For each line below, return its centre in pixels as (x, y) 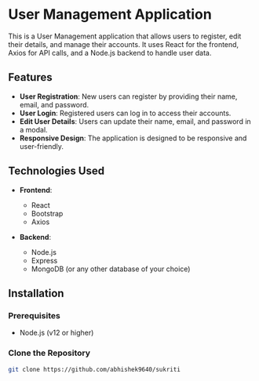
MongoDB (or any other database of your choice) (111, 269)
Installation (36, 293)
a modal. (34, 129)
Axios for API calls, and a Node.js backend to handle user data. (110, 53)
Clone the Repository (49, 353)
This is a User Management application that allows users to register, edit (125, 36)
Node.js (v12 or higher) (57, 333)
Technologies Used (56, 171)
